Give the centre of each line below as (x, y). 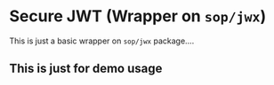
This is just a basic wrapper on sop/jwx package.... (102, 41)
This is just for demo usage (86, 69)
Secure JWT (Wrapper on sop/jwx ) (138, 16)
